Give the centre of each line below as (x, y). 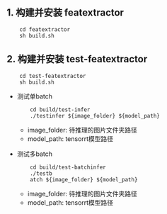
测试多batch (35, 154)
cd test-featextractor (53, 76)
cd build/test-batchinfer (68, 167)
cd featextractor (45, 29)
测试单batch (35, 96)
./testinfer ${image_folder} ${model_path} (95, 116)
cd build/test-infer (60, 109)
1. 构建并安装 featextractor (65, 13)
